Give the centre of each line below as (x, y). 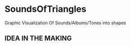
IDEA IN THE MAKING (38, 38)
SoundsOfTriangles (45, 9)
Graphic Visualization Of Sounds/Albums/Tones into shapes (65, 23)
